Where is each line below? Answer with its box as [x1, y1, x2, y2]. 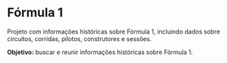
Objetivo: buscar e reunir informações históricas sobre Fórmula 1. [7, 48, 193, 56]
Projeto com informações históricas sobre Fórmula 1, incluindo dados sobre [7, 27, 221, 36]
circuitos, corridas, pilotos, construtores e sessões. [7, 34, 152, 42]
